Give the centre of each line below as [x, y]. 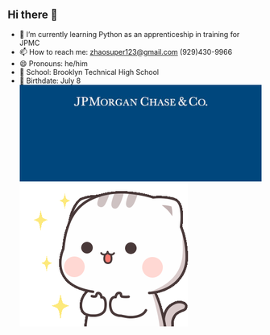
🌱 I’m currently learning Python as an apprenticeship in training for [129, 34]
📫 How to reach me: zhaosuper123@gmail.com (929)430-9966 [126, 52]
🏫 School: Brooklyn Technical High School [89, 72]
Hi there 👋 [33, 15]
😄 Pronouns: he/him [53, 63]
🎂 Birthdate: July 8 [50, 81]
